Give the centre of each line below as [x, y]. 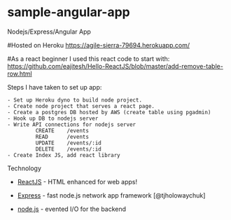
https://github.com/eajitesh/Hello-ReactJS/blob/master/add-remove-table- [115, 66]
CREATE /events [62, 130]
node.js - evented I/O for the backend [72, 209]
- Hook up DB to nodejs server [53, 118]
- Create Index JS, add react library [64, 155]
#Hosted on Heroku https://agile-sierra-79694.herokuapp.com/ [99, 45]
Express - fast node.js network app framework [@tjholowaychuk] [111, 195]
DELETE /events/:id [68, 149]
